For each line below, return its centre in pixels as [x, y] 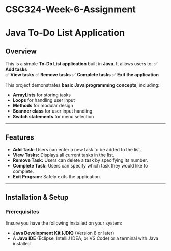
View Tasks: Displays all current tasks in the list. [63, 155]
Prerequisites [22, 212]
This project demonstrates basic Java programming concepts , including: [82, 85]
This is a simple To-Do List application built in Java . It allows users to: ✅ [81, 64]
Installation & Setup [37, 197]
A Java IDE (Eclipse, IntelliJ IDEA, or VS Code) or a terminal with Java [85, 238]
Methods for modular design [43, 106]
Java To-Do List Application [65, 33]
